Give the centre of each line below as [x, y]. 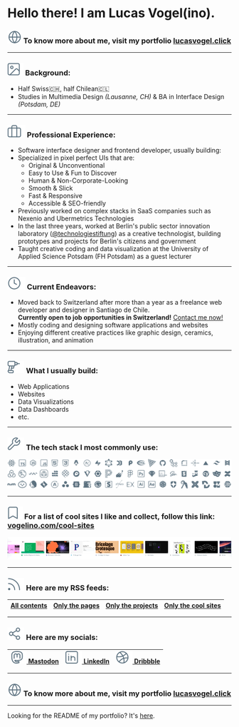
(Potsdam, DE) [39, 104]
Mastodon [43, 661]
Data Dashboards [43, 409]
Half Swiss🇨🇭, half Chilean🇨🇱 [64, 88]
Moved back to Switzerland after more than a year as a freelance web [120, 303]
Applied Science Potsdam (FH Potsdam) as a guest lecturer [105, 256]
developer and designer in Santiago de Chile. [84, 310]
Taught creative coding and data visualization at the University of [113, 249]
